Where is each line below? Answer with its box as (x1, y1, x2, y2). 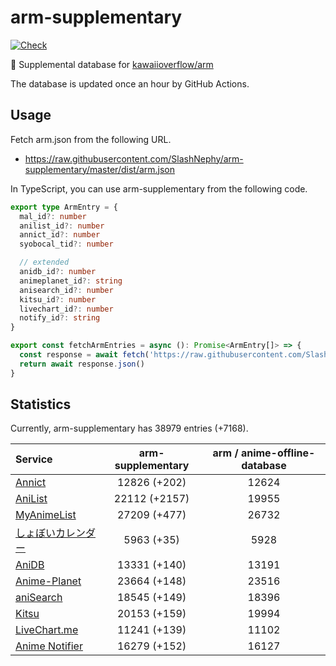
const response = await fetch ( (19, 350, 150, 360)
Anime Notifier (15, 639, 83, 653)
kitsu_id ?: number (19, 294, 97, 305)
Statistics (10, 396, 72, 413)
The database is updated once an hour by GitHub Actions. (10, 77, 250, 90)
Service (15, 452, 53, 466)
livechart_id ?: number (19, 304, 114, 314)
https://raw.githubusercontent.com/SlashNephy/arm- (24, 152, 244, 165)
